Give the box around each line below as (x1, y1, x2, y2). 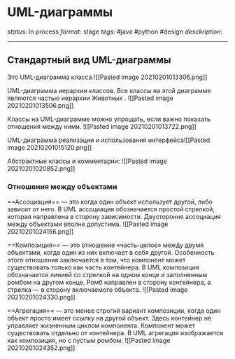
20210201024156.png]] (7, 227, 74, 236)
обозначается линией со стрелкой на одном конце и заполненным (7, 271, 208, 279)
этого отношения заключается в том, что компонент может (7, 256, 186, 265)
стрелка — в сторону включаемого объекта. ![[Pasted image (7, 286, 188, 294)
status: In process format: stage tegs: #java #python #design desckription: (7, 27, 222, 36)
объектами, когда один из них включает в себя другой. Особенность (7, 248, 215, 257)
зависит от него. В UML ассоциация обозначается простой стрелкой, (7, 205, 215, 213)
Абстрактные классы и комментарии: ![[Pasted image (7, 157, 168, 165)
